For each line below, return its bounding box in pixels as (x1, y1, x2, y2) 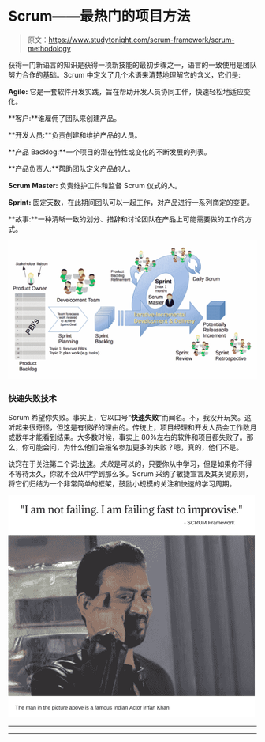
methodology (27, 44, 71, 53)
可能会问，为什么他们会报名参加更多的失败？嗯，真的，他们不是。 (28, 442, 243, 452)
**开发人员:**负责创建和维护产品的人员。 (8, 130, 142, 139)
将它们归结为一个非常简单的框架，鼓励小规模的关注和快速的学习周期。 (8, 479, 237, 488)
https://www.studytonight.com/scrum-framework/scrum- (48, 35, 235, 44)
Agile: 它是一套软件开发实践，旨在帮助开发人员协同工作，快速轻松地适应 (8, 86, 244, 96)
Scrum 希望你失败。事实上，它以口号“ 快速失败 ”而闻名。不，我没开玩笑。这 (8, 412, 252, 422)
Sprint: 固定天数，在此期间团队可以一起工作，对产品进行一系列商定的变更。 (8, 197, 255, 206)
